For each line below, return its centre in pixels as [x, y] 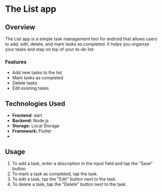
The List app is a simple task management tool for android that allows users [81, 39]
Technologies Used [35, 104]
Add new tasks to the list [37, 72]
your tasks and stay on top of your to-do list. [50, 49]
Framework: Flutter [32, 131]
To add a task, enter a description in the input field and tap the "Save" [82, 163]
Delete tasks [25, 83]
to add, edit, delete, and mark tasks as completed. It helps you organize [77, 44]
